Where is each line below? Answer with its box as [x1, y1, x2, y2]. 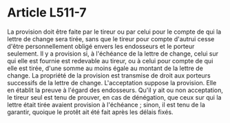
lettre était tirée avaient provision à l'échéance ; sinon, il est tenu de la [7, 100, 205, 109]
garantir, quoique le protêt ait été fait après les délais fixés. [7, 108, 174, 116]
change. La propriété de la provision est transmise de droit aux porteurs [7, 71, 211, 80]
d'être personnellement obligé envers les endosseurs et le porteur [7, 42, 195, 50]
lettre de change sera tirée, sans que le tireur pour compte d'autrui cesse [7, 34, 215, 43]
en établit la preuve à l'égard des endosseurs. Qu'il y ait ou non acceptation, [7, 86, 224, 94]
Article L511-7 [7, 5, 87, 21]
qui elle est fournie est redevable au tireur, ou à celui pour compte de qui [7, 56, 213, 65]
